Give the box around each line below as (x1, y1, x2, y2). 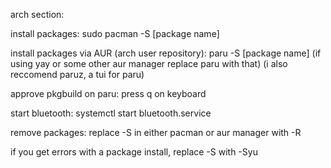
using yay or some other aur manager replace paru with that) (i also (10, 58, 288, 69)
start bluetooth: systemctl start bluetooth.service (10, 107, 212, 119)
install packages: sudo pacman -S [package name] (10, 28, 220, 39)
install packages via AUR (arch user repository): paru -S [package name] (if (10, 47, 322, 59)
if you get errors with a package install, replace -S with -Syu (10, 146, 258, 158)
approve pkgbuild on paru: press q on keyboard (10, 88, 207, 99)
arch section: (10, 9, 65, 20)
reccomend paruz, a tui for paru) (10, 69, 145, 80)
